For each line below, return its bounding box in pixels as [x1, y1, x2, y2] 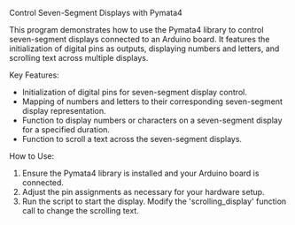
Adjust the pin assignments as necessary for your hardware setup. [21, 187, 265, 197]
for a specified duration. [21, 124, 111, 135]
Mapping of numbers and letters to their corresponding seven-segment [21, 96, 283, 107]
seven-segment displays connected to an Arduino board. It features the [9, 34, 270, 44]
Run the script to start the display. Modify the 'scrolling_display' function [21, 196, 287, 206]
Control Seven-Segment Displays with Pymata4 [9, 8, 183, 18]
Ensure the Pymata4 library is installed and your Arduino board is [21, 168, 260, 178]
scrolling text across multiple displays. [9, 53, 149, 63]
